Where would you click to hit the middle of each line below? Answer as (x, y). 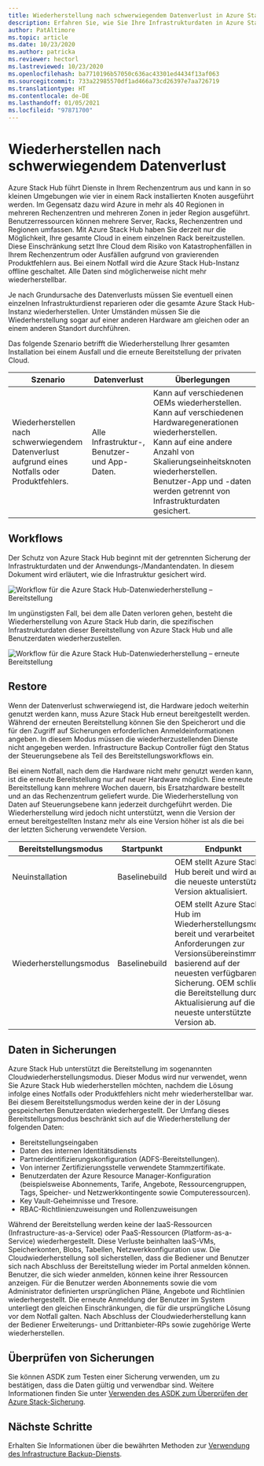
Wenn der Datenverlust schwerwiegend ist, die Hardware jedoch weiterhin (128, 705)
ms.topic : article (38, 37)
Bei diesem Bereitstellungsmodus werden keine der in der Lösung (114, 1102)
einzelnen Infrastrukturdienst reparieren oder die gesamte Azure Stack (123, 303)
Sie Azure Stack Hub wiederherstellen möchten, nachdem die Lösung (121, 1086)
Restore (27, 687)
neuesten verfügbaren (215, 973)
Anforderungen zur (209, 943)
